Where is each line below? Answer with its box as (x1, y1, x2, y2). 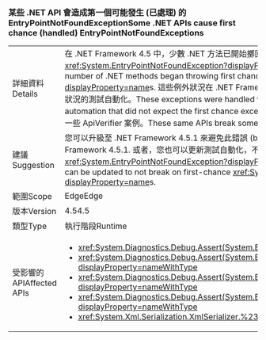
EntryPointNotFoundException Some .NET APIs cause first (8, 17, 236, 29)
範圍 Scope (12, 191, 53, 202)
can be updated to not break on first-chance (64, 166, 231, 178)
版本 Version (12, 206, 57, 217)
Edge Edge (64, 190, 104, 201)
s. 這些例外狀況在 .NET (149, 82, 234, 93)
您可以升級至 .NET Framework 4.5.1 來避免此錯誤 (64, 132, 248, 143)
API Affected (12, 277, 58, 288)
